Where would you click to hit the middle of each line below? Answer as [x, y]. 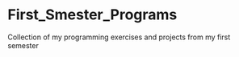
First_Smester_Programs [92, 15]
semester [23, 45]
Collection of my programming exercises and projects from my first [119, 37]
